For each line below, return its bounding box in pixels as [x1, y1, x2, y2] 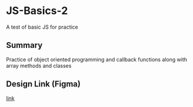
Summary [6, 40, 43, 50]
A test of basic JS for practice [6, 23, 79, 30]
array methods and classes [6, 62, 72, 69]
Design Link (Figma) [6, 79, 81, 89]
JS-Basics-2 [6, 4, 69, 18]
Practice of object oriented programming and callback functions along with [6, 56, 188, 63]
